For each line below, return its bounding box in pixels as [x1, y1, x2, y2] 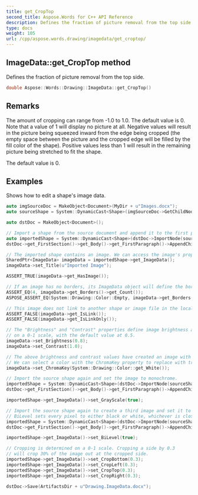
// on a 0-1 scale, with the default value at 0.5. [6, 333, 136, 338]
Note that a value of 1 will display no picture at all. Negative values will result [6, 123, 192, 130]
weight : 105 [6, 31, 35, 36]
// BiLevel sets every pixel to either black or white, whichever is [6, 413, 181, 419]
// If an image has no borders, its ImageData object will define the [6, 284, 183, 290]
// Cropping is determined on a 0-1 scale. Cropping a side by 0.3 [6, 446, 176, 451]
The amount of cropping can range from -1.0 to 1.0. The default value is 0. [6, 117, 186, 124]
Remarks [6, 101, 40, 111]
